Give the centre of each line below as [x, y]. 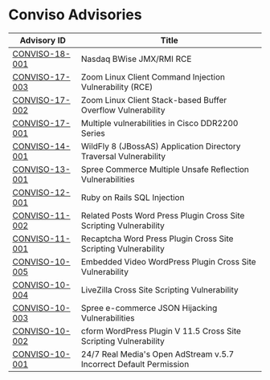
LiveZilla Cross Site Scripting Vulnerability [160, 289]
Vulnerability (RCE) [117, 87]
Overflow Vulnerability [123, 110]
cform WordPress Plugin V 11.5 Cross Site [161, 331]
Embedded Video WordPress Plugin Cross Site [168, 261]
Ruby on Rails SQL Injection [133, 197]
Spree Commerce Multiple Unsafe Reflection [165, 169]
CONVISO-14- [41, 146]
